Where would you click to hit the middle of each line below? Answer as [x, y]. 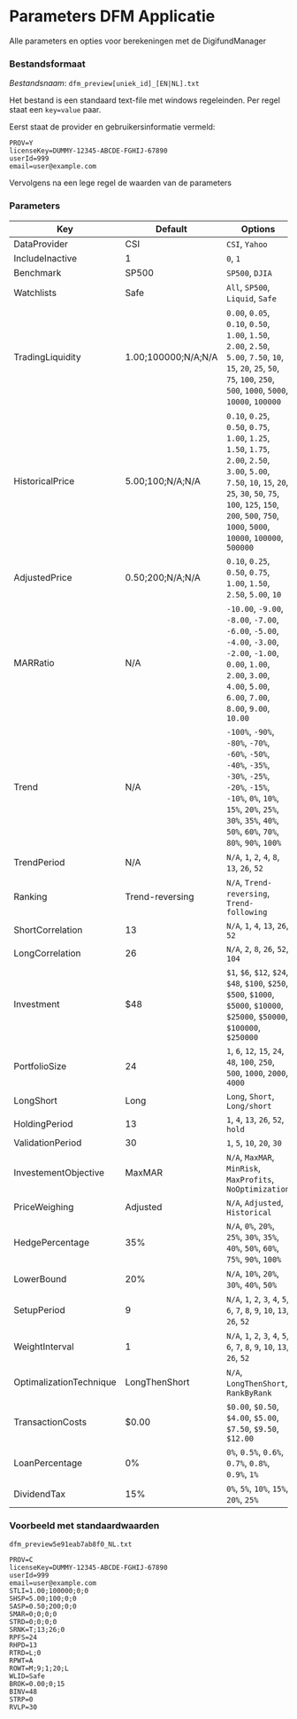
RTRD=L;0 [25, 1653]
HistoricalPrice [44, 481]
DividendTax [40, 1494]
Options [258, 229]
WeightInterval [44, 1347]
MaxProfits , [251, 1179]
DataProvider [41, 244]
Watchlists [35, 293]
